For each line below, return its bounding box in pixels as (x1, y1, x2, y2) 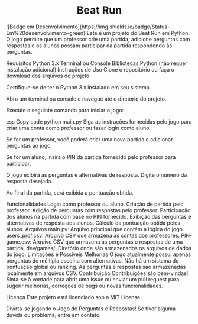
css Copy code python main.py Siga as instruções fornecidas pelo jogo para (6, 118, 192, 125)
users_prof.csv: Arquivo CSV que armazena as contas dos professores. (6, 232, 180, 239)
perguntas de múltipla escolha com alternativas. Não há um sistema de (6, 257, 179, 264)
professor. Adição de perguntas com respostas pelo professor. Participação (6, 206, 191, 213)
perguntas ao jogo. (6, 142, 52, 149)
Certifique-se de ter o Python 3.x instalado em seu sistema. (6, 83, 151, 90)
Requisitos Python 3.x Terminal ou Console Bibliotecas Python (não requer (6, 60, 187, 67)
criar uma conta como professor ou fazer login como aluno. (6, 124, 151, 131)
